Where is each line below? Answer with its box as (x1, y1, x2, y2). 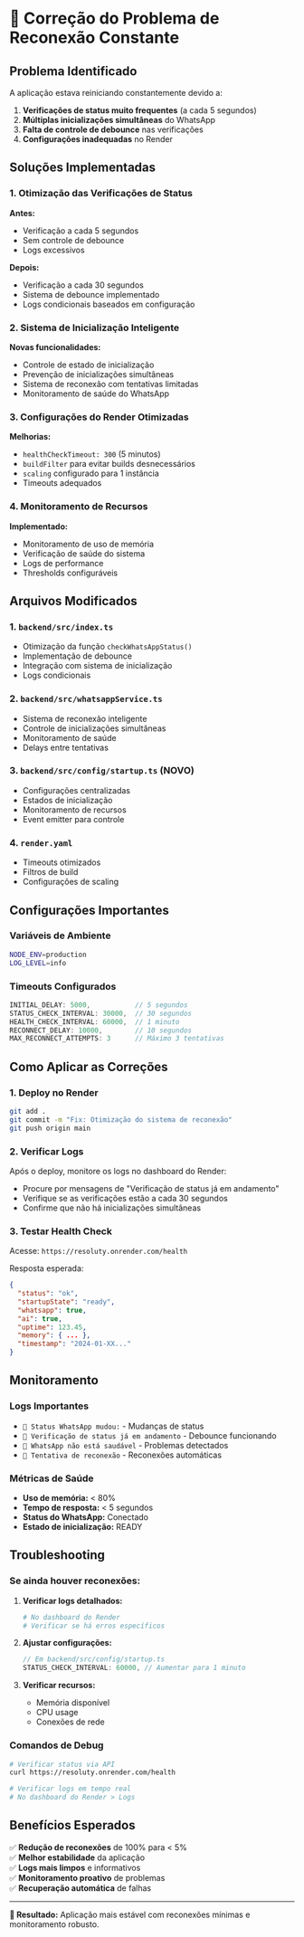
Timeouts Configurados (9, 980, 117, 992)
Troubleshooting (9, 1547, 106, 1563)
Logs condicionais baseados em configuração (22, 299, 195, 309)
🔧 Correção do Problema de (9, 8, 220, 29)
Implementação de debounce (22, 650, 133, 661)
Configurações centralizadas (22, 784, 131, 795)
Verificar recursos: (22, 1680, 96, 1691)
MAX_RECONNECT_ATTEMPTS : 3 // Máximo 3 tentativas (9, 1034, 224, 1043)
